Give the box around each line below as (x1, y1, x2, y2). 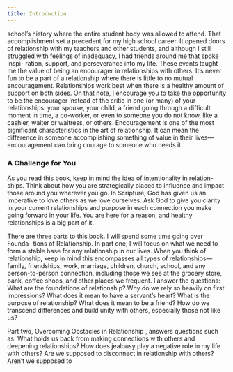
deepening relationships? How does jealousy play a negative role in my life (7, 341, 221, 350)
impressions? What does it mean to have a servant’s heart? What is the (7, 291, 210, 299)
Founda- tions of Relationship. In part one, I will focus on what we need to (7, 239, 218, 248)
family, (7, 261, 26, 269)
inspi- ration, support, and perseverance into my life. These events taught (7, 59, 218, 67)
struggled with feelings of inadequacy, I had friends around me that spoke (7, 52, 219, 60)
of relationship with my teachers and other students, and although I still (7, 44, 211, 52)
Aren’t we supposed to (7, 357, 72, 365)
